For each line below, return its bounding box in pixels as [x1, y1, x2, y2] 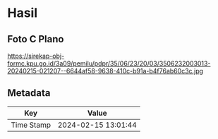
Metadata [7, 87, 51, 99]
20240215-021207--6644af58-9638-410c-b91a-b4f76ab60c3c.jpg [7, 67, 203, 75]
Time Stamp [11, 120, 52, 130]
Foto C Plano [7, 33, 64, 45]
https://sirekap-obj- [7, 52, 65, 60]
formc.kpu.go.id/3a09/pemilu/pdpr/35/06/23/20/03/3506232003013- [7, 59, 211, 68]
